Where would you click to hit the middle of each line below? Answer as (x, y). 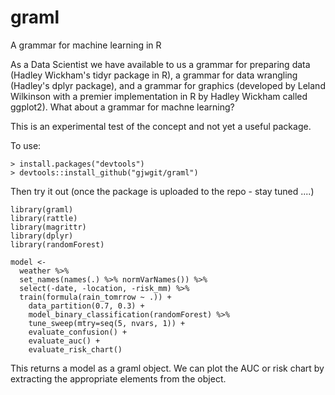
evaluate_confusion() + (78, 332)
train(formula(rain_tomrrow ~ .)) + (95, 297)
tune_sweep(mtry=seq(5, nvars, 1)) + (107, 323)
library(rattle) (44, 218)
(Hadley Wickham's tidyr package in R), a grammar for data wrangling (154, 75)
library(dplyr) (42, 236)
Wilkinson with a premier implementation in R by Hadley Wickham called (159, 96)
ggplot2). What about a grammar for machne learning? (122, 107)
